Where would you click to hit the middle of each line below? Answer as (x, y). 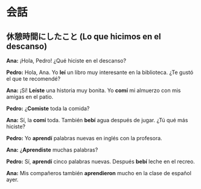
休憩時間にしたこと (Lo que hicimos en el (84, 36)
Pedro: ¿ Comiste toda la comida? (48, 108)
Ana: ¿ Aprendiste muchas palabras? (52, 150)
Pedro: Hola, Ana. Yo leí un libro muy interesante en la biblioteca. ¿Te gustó (100, 72)
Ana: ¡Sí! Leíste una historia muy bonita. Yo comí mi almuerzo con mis (94, 90)
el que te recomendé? (33, 79)
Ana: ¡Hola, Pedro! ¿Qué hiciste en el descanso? (66, 60)
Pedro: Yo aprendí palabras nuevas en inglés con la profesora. (84, 138)
